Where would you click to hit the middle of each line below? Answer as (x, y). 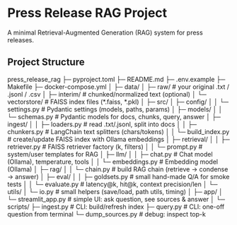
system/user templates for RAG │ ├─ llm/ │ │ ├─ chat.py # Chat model (110, 154)
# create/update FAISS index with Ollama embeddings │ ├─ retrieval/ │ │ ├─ (118, 139)
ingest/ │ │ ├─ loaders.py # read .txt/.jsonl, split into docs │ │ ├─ (102, 124)
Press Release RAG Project (87, 13)
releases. (21, 39)
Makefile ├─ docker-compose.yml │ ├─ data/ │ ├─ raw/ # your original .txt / (118, 87)
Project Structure (46, 62)
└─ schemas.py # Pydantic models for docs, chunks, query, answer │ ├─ (114, 116)
